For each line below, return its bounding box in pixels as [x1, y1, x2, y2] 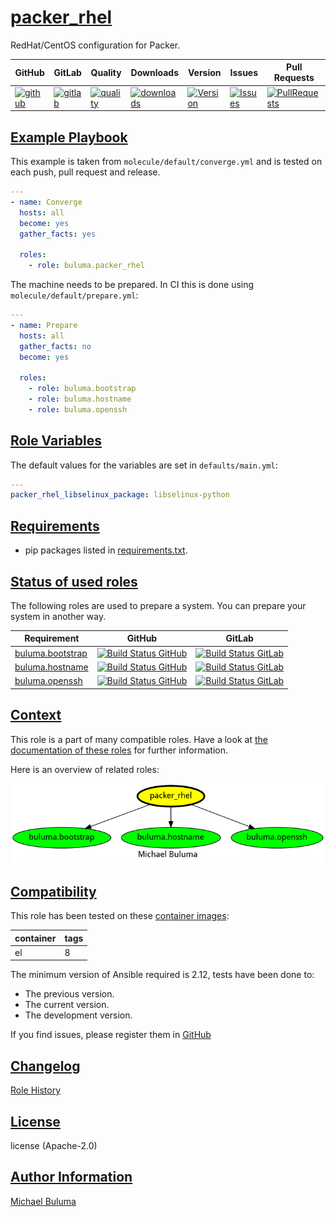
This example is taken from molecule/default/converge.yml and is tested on [10, 156, 323, 167]
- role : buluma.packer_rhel [28, 261, 145, 271]
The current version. [24, 999, 110, 1011]
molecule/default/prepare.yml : [10, 289, 139, 301]
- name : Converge [10, 197, 83, 207]
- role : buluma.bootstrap [28, 384, 137, 394]
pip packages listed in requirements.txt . [24, 544, 188, 556]
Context [10, 707, 62, 724]
